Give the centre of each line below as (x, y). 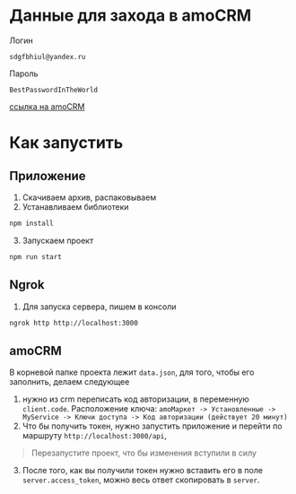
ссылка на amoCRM (47, 106)
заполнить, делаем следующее (70, 382)
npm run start (36, 256)
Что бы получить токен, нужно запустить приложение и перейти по (152, 426)
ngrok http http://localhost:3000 (74, 323)
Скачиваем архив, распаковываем (89, 197)
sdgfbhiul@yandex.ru (48, 56)
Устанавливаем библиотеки (75, 206)
